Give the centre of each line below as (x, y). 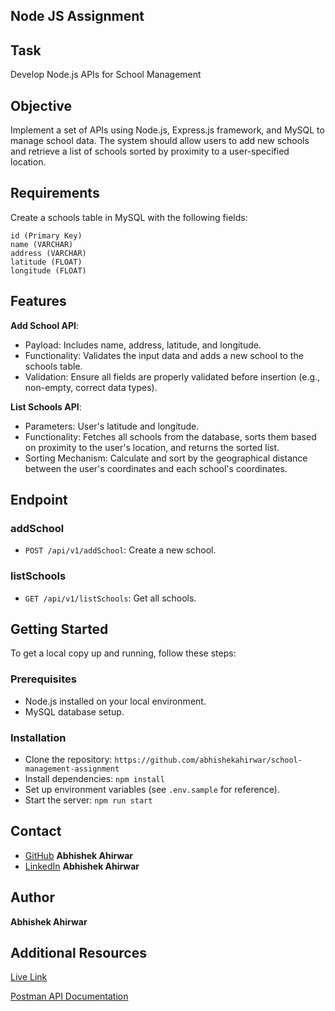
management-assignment (72, 769)
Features (38, 301)
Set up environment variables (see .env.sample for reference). (152, 790)
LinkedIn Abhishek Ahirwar (82, 866)
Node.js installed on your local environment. (115, 701)
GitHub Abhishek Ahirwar (79, 855)
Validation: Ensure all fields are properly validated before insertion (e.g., (172, 376)
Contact (36, 831)
